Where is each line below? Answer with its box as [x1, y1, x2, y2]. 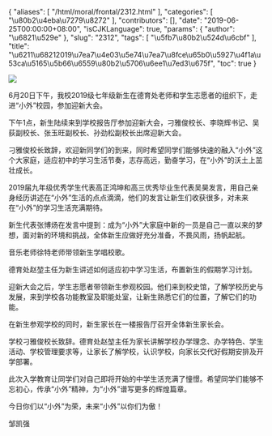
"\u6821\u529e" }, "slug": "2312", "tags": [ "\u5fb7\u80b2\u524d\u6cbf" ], [8, 32, 257, 42]
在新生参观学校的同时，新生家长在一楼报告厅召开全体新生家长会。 [8, 319, 228, 329]
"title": [8, 41, 30, 51]
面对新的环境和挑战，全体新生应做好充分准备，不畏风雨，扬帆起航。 [22, 230, 249, 240]
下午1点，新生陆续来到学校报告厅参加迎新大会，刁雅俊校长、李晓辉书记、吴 [8, 118, 260, 127]
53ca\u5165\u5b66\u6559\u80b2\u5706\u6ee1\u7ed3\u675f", [8, 58, 216, 68]
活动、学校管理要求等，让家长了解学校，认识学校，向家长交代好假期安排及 [8, 347, 257, 356]
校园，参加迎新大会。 [36, 100, 108, 110]
